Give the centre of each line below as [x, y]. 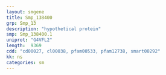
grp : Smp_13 [21, 23]
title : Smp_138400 [29, 18]
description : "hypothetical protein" [54, 29]
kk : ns [14, 57]
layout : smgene [25, 12]
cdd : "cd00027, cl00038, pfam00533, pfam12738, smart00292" [84, 51]
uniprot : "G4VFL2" [29, 40]
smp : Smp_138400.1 [29, 34]
